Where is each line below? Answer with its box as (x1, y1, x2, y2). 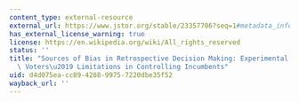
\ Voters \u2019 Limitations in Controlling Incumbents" (17, 63, 229, 72)
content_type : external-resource (9, 12, 133, 22)
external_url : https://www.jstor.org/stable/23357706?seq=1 (9, 21, 238, 30)
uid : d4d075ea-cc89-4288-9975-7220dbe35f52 (9, 71, 174, 80)
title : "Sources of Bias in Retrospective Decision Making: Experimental (9, 54, 289, 63)
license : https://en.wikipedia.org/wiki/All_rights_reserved (9, 37, 241, 47)
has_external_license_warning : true (9, 29, 145, 38)
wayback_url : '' (9, 79, 69, 88)
